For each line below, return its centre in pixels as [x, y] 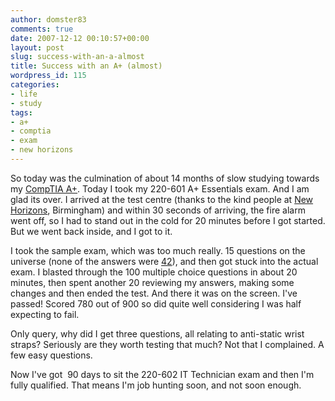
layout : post [37, 47]
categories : [35, 85]
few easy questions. [51, 355]
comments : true [42, 29]
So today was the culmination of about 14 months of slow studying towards [165, 178]
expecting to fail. [45, 314]
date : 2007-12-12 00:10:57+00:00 [80, 38]
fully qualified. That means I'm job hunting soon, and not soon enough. [156, 385]
